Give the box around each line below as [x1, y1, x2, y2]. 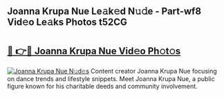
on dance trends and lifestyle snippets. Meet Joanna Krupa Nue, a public [7, 75, 216, 82]
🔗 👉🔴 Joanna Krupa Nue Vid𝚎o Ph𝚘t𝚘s [7, 45, 181, 57]
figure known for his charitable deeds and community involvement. [7, 82, 198, 90]
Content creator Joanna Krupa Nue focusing [91, 67, 218, 75]
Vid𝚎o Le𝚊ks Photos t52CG [7, 17, 128, 28]
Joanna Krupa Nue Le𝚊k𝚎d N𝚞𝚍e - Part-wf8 [7, 6, 202, 17]
